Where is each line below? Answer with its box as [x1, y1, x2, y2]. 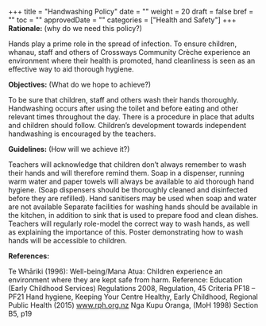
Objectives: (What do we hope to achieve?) [8, 80, 152, 89]
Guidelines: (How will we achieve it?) [8, 145, 130, 153]
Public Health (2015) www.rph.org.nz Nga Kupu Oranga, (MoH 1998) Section [8, 301, 259, 309]
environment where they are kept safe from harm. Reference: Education [8, 275, 243, 285]
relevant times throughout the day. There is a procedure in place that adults [8, 112, 255, 122]
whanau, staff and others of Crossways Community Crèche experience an [8, 48, 251, 56]
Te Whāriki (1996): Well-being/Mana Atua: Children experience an [8, 266, 223, 276]
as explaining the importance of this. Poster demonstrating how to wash [8, 227, 244, 237]
